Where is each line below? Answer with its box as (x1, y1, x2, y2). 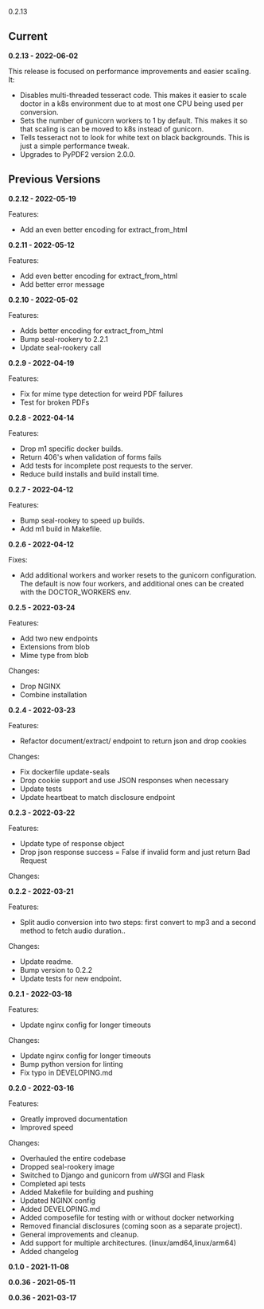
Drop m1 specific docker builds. (19, 444, 123, 453)
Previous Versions (8, 173, 101, 186)
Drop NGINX (19, 681, 61, 691)
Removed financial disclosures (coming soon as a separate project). (19, 1221, 243, 1230)
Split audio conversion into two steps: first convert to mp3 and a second (19, 917, 257, 927)
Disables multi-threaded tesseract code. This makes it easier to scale (19, 90, 247, 100)
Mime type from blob (19, 650, 89, 660)
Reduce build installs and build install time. (19, 469, 160, 479)
